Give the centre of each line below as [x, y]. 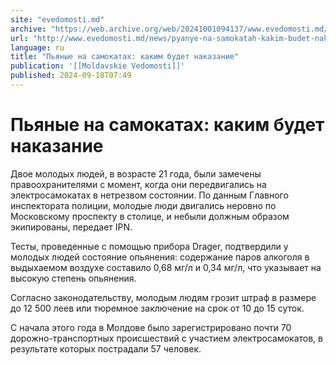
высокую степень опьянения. [73, 278]
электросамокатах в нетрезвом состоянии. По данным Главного [149, 195]
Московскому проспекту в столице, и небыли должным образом [150, 216]
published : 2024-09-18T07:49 [71, 76]
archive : [28, 29]
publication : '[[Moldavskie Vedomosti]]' [98, 66]
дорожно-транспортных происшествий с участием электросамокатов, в [166, 338]
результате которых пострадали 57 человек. [106, 348]
